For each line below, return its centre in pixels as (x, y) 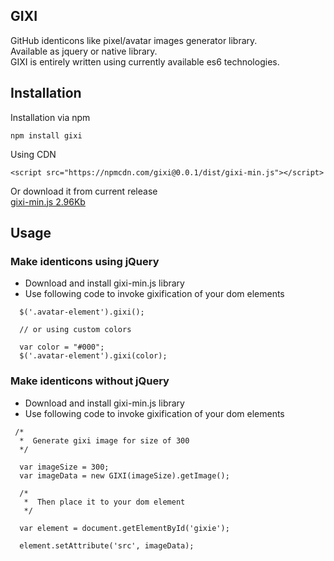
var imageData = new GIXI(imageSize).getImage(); (124, 475)
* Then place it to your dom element (104, 502)
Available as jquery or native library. (84, 51)
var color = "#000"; (62, 347)
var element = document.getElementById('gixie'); (124, 528)
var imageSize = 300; (64, 467)
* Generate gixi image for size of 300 (104, 440)
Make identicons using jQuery (85, 261)
